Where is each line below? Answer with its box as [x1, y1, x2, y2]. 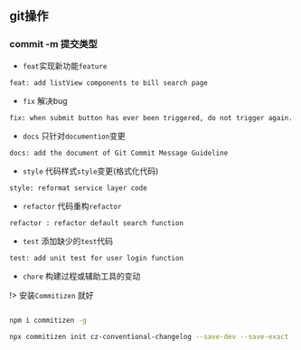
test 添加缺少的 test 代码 [22, 235, 114, 246]
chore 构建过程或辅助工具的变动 [22, 270, 141, 281]
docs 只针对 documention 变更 [22, 130, 127, 141]
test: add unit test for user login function [9, 253, 183, 262]
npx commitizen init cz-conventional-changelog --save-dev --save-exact [9, 332, 289, 341]
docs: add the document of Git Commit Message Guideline [9, 148, 229, 157]
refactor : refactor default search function [9, 218, 183, 228]
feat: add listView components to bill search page [9, 78, 208, 88]
